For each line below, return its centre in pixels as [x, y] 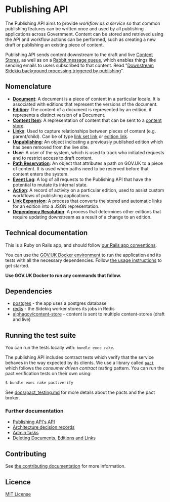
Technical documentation [47, 233]
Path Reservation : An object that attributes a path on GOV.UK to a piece [88, 163]
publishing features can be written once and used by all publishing [75, 28]
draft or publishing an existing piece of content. [55, 44]
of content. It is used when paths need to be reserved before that [81, 168]
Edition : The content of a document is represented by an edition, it [82, 109]
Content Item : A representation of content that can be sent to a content [87, 120]
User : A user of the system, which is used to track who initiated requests [88, 152]
